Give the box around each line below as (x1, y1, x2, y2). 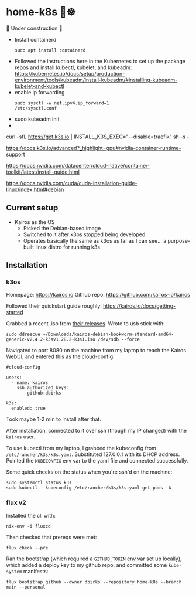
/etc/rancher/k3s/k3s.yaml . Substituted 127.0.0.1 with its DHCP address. (6, 451, 180, 458)
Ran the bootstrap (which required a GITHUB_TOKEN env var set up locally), (6, 555, 183, 562)
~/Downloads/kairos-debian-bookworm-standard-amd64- (43, 331, 174, 338)
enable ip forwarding (14, 89, 65, 96)
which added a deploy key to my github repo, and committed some (6, 561, 167, 568)
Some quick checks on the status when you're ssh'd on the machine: (6, 468, 173, 475)
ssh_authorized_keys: (16, 385, 69, 391)
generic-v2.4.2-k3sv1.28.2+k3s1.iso (6, 336, 95, 342)
